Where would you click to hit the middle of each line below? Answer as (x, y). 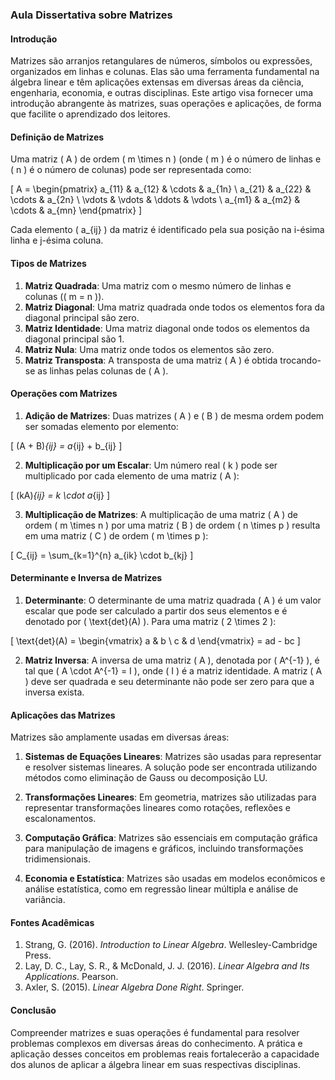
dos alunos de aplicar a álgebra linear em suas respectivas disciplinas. (155, 1064)
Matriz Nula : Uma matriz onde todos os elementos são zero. (149, 349)
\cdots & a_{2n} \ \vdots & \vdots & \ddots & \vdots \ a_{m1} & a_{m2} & (155, 200)
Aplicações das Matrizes (63, 715)
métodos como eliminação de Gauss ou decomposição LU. (146, 778)
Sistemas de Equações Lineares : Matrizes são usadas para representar (173, 757)
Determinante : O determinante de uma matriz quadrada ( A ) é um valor (173, 600)
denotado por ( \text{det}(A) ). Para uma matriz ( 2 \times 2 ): (150, 621)
